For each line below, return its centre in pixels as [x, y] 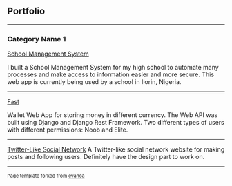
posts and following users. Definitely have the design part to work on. [106, 157]
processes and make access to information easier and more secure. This [111, 74]
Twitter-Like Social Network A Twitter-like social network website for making [116, 149]
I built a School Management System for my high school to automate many [113, 68]
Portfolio [26, 11]
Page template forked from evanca [46, 176]
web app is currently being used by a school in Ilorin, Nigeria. [94, 82]
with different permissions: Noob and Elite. [68, 130]
